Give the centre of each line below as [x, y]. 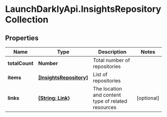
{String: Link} [54, 98]
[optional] [148, 98]
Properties [22, 38]
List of [100, 74]
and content [107, 95]
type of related [110, 101]
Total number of [111, 60]
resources [105, 107]
